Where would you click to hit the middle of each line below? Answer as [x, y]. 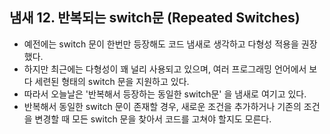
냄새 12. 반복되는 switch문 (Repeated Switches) [155, 18]
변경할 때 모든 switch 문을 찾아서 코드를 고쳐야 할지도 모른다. [153, 119]
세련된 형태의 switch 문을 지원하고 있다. [112, 81]
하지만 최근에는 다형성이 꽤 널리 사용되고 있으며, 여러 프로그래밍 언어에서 [165, 69]
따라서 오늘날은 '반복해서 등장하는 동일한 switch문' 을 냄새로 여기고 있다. [165, 94]
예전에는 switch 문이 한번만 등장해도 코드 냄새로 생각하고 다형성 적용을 [161, 44]
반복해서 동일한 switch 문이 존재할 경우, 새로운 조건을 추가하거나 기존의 [162, 106]
